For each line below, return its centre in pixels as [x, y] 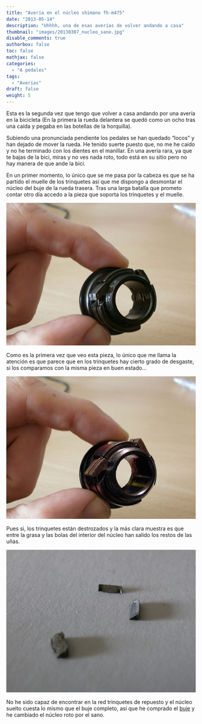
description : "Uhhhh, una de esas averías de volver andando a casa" [95, 25]
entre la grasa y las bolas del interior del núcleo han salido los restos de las [99, 535]
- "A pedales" [29, 70]
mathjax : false [25, 57]
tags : [13, 76]
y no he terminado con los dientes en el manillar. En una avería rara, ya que [99, 151]
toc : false [20, 51]
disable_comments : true [36, 38]
